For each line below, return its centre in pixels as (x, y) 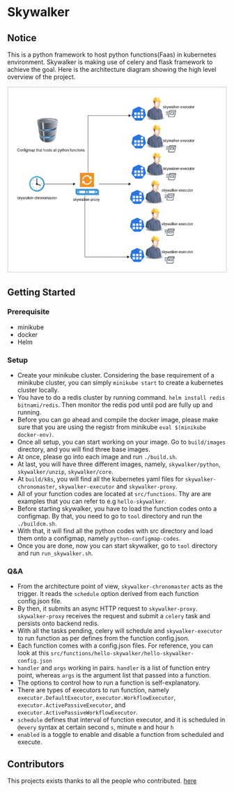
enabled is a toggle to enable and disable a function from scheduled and (120, 735)
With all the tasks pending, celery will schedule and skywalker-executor (120, 631)
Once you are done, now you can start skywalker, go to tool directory (117, 546)
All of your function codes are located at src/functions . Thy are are (114, 494)
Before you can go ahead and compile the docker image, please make (118, 420)
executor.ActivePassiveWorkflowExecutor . (77, 712)
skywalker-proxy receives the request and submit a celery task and (114, 616)
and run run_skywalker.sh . (55, 553)
